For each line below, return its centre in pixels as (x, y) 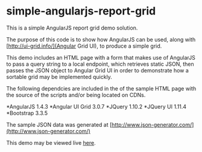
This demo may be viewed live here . (51, 142)
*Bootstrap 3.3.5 (27, 113)
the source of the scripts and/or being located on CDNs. (76, 95)
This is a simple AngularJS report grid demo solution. (72, 28)
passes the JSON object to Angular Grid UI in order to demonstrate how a (97, 70)
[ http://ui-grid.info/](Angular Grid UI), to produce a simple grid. (84, 46)
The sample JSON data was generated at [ (59, 124)
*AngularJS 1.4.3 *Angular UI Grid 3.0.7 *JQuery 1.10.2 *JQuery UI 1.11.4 (96, 106)
